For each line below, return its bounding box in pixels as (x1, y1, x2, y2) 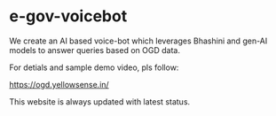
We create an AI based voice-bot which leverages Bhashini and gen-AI (9, 35, 268, 46)
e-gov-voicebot (9, 6, 128, 27)
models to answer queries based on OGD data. (9, 44, 180, 55)
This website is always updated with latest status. (9, 96, 191, 107)
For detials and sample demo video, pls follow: (9, 62, 179, 73)
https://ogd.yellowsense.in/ (9, 79, 109, 89)
